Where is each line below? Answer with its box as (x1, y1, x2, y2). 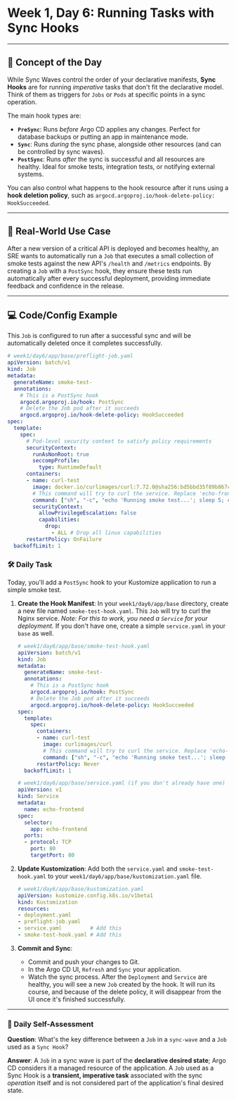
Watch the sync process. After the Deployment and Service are (27, 973, 207, 981)
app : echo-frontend (30, 826, 88, 833)
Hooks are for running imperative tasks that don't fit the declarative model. (7, 82, 224, 91)
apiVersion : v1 (17, 786, 63, 793)
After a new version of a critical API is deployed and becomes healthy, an (7, 244, 219, 253)
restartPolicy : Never (36, 760, 100, 768)
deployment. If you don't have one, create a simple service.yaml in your (17, 621, 226, 630)
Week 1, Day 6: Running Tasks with (7, 5, 215, 21)
